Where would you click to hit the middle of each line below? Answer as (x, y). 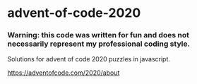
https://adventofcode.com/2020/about (64, 73)
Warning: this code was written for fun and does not (98, 35)
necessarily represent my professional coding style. (99, 44)
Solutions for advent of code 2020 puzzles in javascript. (89, 59)
